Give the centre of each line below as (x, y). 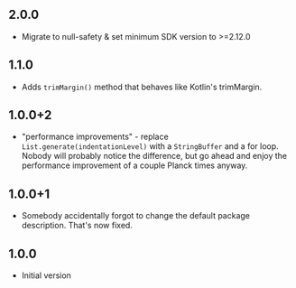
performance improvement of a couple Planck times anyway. (134, 165)
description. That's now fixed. (77, 226)
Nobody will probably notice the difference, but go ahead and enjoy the (154, 156)
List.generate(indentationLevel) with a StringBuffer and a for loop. (150, 146)
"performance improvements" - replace (95, 137)
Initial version (46, 275)
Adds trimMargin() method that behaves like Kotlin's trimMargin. (142, 87)
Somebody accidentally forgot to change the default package (135, 216)
